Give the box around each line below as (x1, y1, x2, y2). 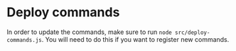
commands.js (6, 36, 42, 43)
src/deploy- (174, 29, 210, 36)
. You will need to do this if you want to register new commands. (41, 35, 230, 43)
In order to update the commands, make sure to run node (6, 28, 172, 36)
